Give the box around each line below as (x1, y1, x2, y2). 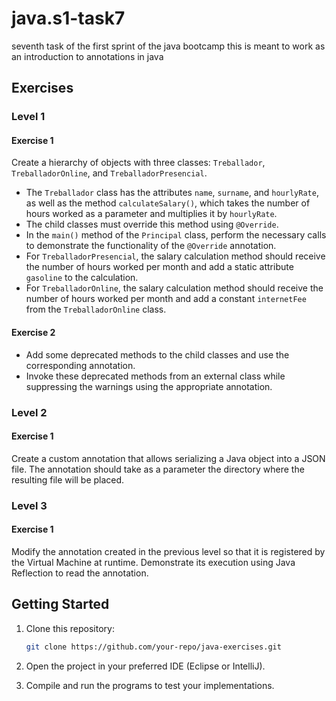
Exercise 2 (11, 327, 56, 339)
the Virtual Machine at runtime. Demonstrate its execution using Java (11, 556, 296, 568)
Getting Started (11, 596, 110, 613)
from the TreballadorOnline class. (25, 303, 167, 316)
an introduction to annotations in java (11, 50, 164, 62)
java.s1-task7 (11, 7, 126, 30)
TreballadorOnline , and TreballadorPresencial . (11, 167, 208, 179)
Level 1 (11, 110, 46, 124)
